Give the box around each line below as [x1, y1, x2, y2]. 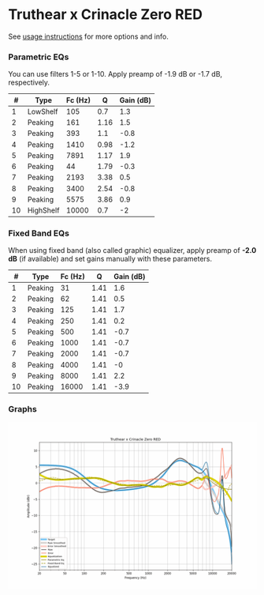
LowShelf [27, 107, 58, 116]
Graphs [8, 404, 37, 415]
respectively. [8, 77, 50, 88]
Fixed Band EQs [8, 228, 69, 239]
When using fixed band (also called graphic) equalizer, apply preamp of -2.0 [8, 246, 257, 255]
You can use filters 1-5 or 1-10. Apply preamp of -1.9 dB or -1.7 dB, [8, 70, 223, 79]
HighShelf [27, 205, 60, 215]
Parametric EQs [8, 51, 69, 62]
